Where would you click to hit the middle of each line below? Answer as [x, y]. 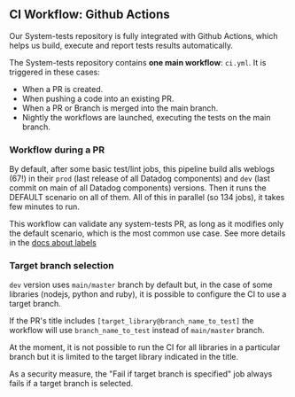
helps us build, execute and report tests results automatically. [121, 45]
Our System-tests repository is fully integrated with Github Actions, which [144, 35]
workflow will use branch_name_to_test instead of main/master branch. [137, 331]
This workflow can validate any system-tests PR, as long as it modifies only [147, 224]
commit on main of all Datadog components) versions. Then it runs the [138, 188]
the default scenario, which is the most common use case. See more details [147, 233]
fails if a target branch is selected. [71, 384]
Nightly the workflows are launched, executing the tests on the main [146, 117]
